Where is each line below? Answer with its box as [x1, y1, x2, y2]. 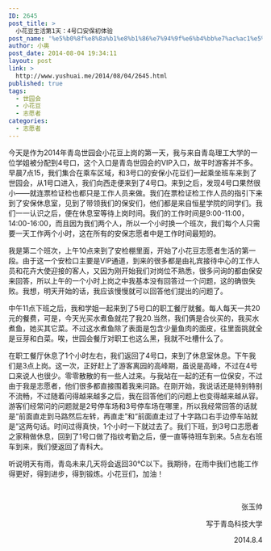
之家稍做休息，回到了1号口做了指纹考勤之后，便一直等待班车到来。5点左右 [8, 431, 256, 441]
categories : [8, 117, 48, 125]
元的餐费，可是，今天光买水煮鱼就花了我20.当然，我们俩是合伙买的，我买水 [8, 313, 260, 323]
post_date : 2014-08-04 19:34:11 [8, 49, 117, 57]
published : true [8, 79, 63, 87]
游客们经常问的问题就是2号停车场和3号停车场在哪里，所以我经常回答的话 [8, 401, 251, 410]
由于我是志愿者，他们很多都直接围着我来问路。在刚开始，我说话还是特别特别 [8, 381, 263, 390]
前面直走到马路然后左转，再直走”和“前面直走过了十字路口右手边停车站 [19, 411, 252, 421]
